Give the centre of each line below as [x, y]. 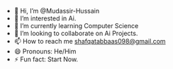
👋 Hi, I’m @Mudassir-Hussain [57, 11]
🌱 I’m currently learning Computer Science [76, 26]
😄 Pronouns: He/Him [45, 51]
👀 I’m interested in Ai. [45, 18]
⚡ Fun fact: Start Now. [46, 59]
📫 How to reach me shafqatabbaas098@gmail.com [90, 41]
